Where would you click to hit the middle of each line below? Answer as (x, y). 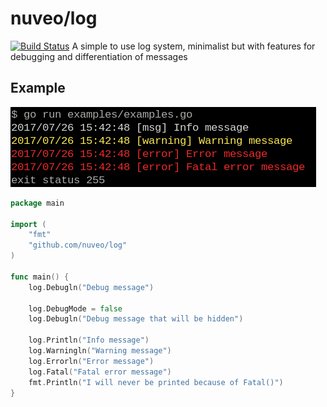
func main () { (40, 277)
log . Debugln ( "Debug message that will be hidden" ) (136, 319)
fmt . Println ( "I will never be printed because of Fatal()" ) (156, 382)
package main (37, 203)
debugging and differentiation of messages (99, 56)
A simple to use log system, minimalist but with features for (193, 46)
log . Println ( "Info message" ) (89, 340)
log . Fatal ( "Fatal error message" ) (100, 372)
